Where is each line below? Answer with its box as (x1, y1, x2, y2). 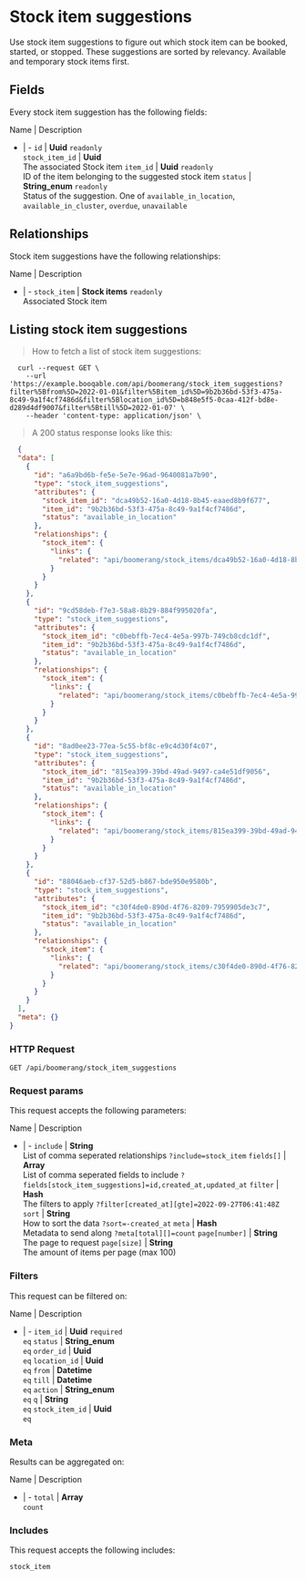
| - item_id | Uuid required (22, 1326, 123, 1337)
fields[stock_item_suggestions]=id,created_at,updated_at (22, 1181, 248, 1190)
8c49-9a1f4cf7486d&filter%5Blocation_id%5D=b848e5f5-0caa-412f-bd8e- (9, 395, 280, 405)
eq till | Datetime (22, 1374, 93, 1385)
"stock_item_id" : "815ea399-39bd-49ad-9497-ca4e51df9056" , (42, 767, 271, 776)
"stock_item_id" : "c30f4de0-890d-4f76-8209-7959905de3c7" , (42, 902, 271, 912)
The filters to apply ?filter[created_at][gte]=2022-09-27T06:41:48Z (22, 1198, 280, 1209)
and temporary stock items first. (9, 56, 130, 67)
